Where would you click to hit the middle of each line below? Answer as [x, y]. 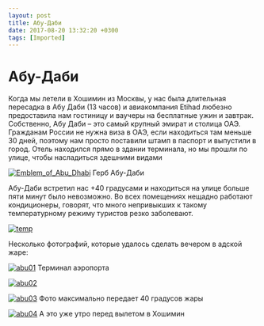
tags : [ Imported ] [37, 38]
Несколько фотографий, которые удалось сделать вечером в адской [125, 244]
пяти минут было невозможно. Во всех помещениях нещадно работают [131, 197]
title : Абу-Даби [35, 23]
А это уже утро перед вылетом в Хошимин [112, 314]
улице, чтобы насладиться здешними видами [85, 157]
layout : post [30, 15]
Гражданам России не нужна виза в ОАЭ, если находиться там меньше [130, 132]
